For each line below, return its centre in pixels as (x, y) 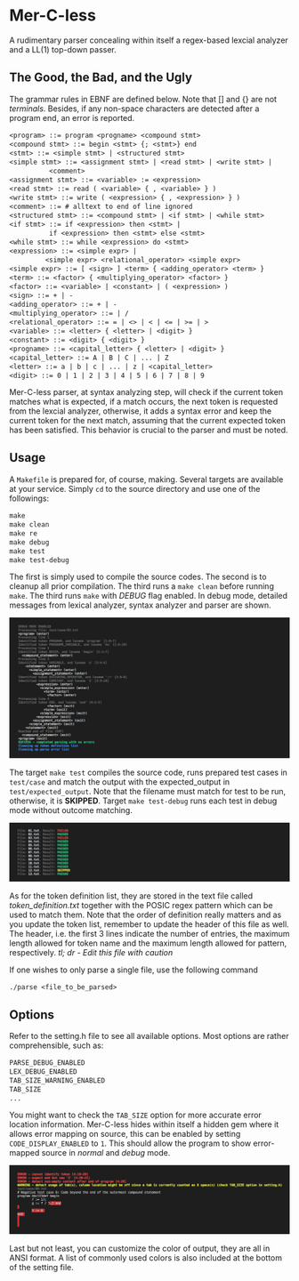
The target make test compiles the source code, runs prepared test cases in (148, 773)
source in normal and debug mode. (106, 1153)
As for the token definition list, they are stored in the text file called (131, 896)
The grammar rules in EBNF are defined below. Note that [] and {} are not (143, 99)
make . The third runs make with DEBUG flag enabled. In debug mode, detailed (148, 595)
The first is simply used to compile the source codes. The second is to (138, 576)
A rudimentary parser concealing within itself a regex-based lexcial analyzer (149, 40)
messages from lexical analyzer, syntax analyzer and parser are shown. (140, 605)
